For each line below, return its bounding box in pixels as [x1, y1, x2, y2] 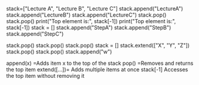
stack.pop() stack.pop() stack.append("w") [6, 48, 112, 55]
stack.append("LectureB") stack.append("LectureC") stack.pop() [6, 11, 167, 18]
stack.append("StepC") [6, 30, 64, 37]
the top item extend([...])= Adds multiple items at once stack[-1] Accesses [6, 66, 188, 73]
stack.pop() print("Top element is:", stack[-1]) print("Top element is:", [6, 18, 176, 24]
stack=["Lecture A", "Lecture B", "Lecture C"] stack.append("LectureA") [6, 5, 183, 12]
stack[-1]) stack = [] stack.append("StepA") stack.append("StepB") [6, 24, 172, 31]
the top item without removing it [6, 73, 85, 79]
